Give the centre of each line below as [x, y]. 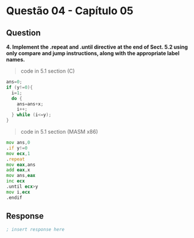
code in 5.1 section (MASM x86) [59, 132]
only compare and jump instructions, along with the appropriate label [93, 53]
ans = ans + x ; [30, 104]
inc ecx [16, 181]
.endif [14, 197]
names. [16, 59]
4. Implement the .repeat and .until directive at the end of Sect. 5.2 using [97, 47]
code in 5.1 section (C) [48, 71]
